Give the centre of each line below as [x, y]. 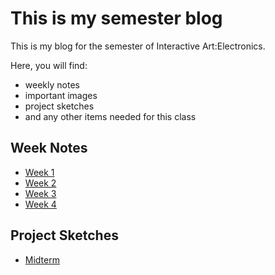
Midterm [42, 259]
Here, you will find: [49, 65]
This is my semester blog [116, 18]
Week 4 [40, 204]
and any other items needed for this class [110, 116]
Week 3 [40, 193]
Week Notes [49, 148]
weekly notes [52, 84]
